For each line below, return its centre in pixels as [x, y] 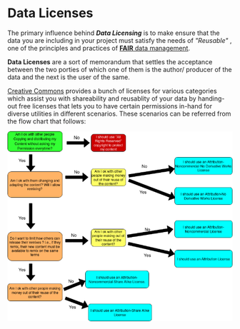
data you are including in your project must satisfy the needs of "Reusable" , [120, 40]
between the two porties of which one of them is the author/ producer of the [120, 69]
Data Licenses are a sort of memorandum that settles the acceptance [110, 61]
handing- [211, 98]
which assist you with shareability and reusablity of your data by [102, 98]
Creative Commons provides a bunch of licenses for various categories [112, 91]
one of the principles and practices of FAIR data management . [99, 48]
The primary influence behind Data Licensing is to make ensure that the [114, 33]
